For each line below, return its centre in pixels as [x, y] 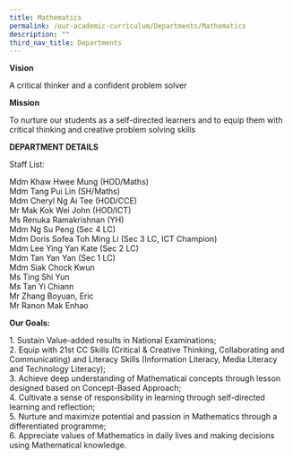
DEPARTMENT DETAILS [54, 147]
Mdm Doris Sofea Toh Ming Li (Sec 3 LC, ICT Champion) [113, 239]
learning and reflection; [52, 407]
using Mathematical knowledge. [68, 446]
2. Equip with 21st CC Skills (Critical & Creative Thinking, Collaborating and [147, 350]
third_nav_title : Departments [66, 43]
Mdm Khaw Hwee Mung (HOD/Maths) [79, 182]
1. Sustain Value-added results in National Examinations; [113, 341]
